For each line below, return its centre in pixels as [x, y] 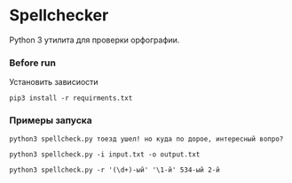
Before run [32, 63]
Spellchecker [59, 15]
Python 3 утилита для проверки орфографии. [95, 40]
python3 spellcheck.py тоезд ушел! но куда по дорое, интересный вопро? [146, 139]
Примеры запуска [51, 120]
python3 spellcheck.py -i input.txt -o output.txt [105, 154]
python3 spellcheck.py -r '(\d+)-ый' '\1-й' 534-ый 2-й [114, 170]
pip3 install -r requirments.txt [71, 98]
